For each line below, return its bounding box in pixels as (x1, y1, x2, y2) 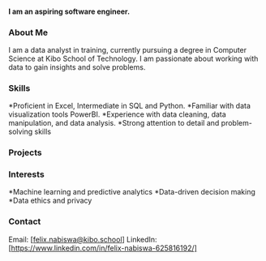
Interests (8, 169, 45, 180)
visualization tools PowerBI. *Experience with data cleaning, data (8, 109, 227, 119)
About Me (8, 27, 49, 38)
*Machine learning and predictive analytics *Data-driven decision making (8, 187, 255, 197)
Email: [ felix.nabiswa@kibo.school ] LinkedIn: (8, 234, 157, 244)
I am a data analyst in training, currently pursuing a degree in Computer (8, 45, 247, 54)
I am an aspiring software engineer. (8, 6, 131, 16)
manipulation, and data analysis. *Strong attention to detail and (8, 118, 220, 128)
